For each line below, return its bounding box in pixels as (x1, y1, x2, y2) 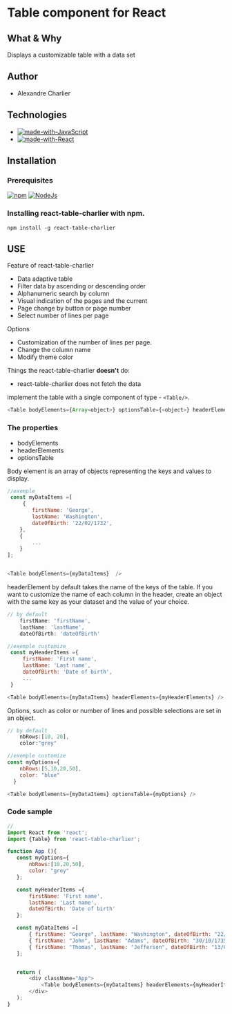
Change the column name (17, 346, 91, 354)
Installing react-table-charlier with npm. (7, 209, 145, 219)
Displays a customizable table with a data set (7, 50, 136, 59)
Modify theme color (17, 353, 74, 361)
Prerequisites (7, 175, 53, 185)
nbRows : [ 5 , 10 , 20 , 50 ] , (19, 765, 81, 772)
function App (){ (7, 848, 57, 855)
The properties (7, 423, 59, 433)
